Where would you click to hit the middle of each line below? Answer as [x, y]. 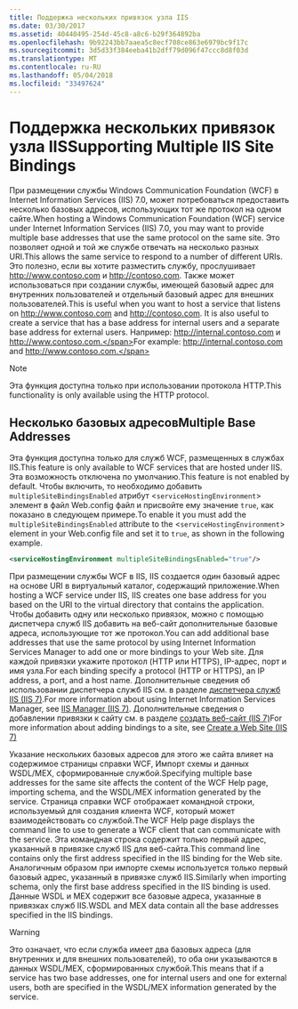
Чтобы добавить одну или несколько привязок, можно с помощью [137, 614]
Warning [24, 932]
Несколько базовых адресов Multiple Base [133, 422]
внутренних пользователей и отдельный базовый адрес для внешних [141, 294]
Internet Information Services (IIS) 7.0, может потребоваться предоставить [149, 199]
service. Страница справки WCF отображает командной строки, [132, 802]
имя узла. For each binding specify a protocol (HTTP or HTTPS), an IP [137, 671]
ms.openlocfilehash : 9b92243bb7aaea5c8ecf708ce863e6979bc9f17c [129, 42]
